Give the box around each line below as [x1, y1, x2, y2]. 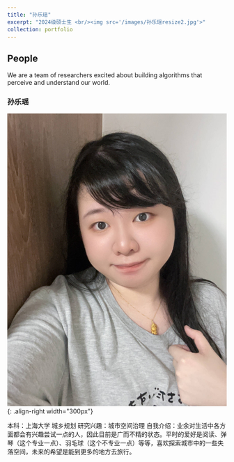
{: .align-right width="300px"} [7, 407, 94, 415]
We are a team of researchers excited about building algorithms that [7, 71, 203, 79]
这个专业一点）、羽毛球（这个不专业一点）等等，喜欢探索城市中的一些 [19, 439, 218, 447]
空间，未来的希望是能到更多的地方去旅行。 [13, 447, 136, 456]
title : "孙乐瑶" [7, 11, 52, 18]
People [7, 52, 38, 64]
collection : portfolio [7, 26, 73, 33]
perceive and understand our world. [7, 79, 110, 87]
